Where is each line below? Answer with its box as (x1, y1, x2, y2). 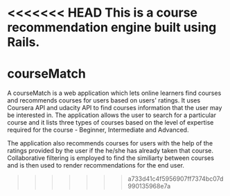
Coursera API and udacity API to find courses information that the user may (7, 104, 222, 112)
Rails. (7, 35, 40, 50)
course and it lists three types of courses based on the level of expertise (7, 118, 214, 127)
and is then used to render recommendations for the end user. (7, 161, 185, 170)
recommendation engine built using (7, 19, 217, 35)
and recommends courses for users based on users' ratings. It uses (7, 96, 201, 105)
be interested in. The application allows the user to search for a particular (7, 111, 217, 119)
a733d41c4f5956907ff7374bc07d (127, 175, 224, 183)
